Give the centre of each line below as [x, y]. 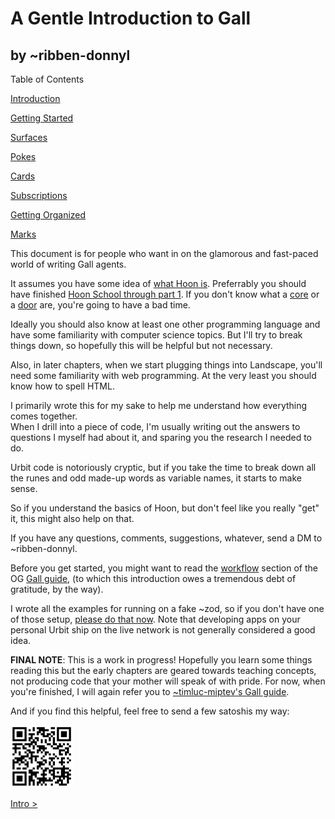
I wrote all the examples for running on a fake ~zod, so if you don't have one [167, 608]
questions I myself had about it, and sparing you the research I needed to [161, 437]
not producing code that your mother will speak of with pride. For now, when [168, 681]
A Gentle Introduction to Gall [131, 18]
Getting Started [42, 118]
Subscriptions [39, 195]
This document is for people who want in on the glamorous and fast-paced [164, 253]
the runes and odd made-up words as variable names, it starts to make [156, 478]
